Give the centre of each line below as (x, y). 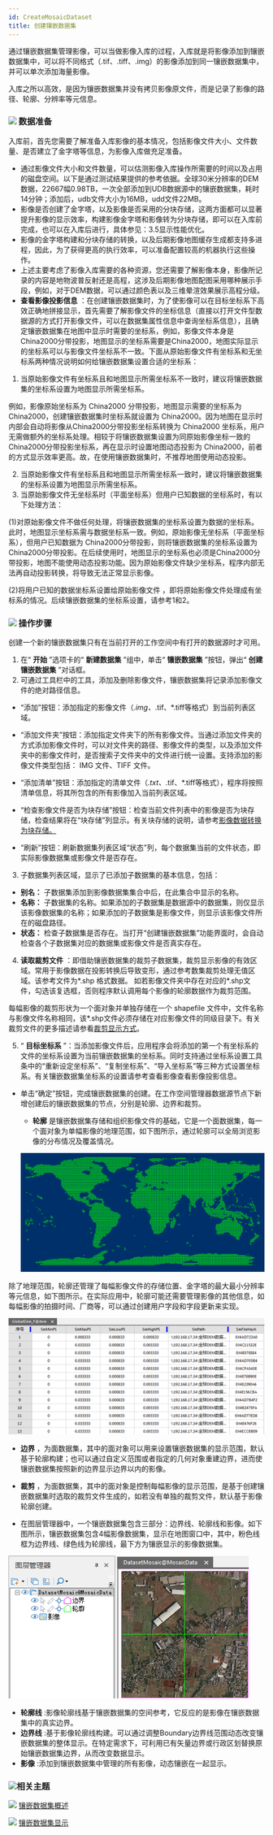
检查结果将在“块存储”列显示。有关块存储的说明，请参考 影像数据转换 (148, 820)
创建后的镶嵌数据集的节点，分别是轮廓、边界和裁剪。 (116, 1104)
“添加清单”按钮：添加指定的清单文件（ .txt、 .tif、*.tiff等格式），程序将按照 (141, 783)
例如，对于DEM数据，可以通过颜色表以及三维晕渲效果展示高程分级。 (149, 290)
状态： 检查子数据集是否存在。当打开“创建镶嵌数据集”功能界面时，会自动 (142, 933)
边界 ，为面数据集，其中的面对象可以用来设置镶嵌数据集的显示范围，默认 (142, 1449)
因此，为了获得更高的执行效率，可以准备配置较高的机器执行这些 (141, 249)
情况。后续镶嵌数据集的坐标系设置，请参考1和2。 (112, 600)
